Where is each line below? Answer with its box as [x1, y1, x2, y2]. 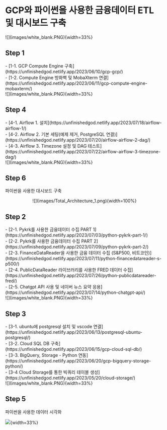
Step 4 [5, 105, 27, 114]
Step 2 [5, 212, 26, 221]
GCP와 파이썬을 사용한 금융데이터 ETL [5, 5, 154, 16]
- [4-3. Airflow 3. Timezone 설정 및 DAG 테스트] [5, 143, 102, 149]
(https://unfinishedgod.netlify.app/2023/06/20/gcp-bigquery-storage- [5, 358, 151, 363]
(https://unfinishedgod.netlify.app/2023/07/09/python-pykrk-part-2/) [5, 244, 149, 250]
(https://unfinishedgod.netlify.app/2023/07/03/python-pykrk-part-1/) [5, 232, 148, 238]
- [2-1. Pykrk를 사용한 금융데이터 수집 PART [5, 226, 92, 232]
